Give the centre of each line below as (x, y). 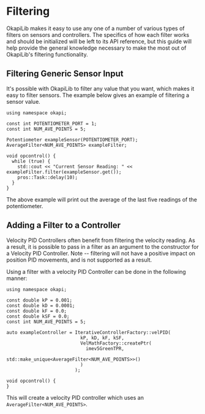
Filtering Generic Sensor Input (65, 74)
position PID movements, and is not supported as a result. (79, 260)
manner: (17, 278)
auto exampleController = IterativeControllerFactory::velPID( (89, 332)
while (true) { (31, 161)
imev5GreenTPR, (105, 348)
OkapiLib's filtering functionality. (47, 54)
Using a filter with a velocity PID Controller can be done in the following (96, 271)
